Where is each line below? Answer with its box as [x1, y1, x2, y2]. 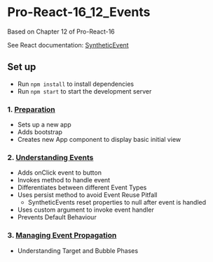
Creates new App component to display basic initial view [17, 136, 181, 144]
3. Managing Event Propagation [7, 231, 117, 240]
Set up [7, 61, 36, 73]
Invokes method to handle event [17, 176, 111, 184]
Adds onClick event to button [17, 168, 102, 177]
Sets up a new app [17, 120, 71, 129]
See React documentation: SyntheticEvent [7, 41, 129, 49]
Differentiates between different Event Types [17, 183, 147, 192]
